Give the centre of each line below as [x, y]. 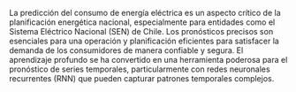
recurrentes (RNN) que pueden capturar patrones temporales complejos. [142, 78]
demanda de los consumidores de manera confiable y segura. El [126, 50]
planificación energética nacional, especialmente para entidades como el [142, 22]
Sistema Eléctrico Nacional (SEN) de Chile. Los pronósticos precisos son [141, 31]
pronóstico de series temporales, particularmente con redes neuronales [140, 69]
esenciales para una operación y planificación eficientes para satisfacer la [144, 41]
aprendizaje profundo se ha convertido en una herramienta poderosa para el [148, 60]
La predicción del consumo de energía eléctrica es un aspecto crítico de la [145, 13]
